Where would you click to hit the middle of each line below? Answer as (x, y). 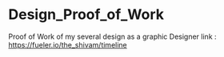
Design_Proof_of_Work (86, 15)
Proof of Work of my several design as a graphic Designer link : (113, 36)
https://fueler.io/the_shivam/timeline (68, 44)
